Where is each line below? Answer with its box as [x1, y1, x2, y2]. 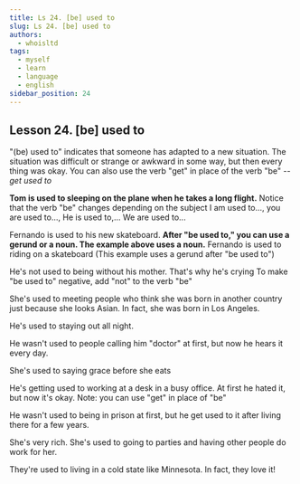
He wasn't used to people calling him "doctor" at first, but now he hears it [9, 338, 283, 349]
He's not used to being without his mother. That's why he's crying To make [9, 266, 288, 277]
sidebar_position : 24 [9, 89, 91, 98]
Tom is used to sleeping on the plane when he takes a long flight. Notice [9, 193, 285, 204]
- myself [17, 55, 51, 64]
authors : [9, 30, 42, 39]
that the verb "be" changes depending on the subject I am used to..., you [9, 203, 281, 214]
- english [17, 81, 54, 90]
